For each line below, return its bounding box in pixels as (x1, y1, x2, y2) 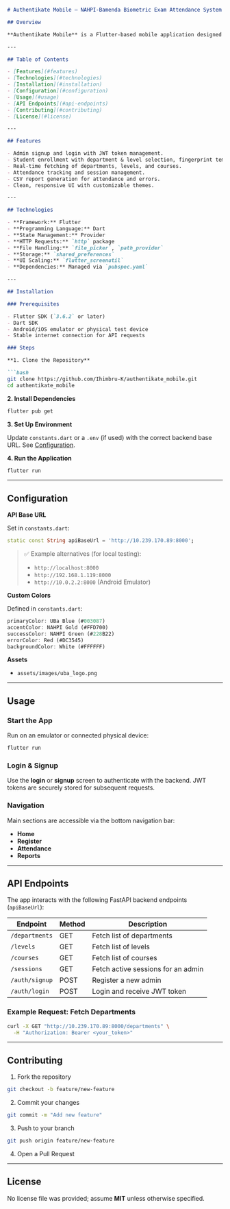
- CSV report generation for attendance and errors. (7, 175, 161, 182)
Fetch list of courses (92, 953, 157, 963)
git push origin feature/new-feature (7, 1138, 115, 1145)
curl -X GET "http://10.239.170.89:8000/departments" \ (7, 1023, 170, 1029)
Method (59, 919, 86, 929)
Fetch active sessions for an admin (92, 964, 204, 974)
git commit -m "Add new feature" (7, 1112, 103, 1119)
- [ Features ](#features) (7, 69, 78, 75)
